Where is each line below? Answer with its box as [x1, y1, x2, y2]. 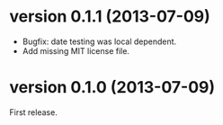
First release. [9, 106, 58, 118]
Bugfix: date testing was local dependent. [22, 36, 177, 47]
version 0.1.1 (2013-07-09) [9, 6, 210, 27]
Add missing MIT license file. [22, 45, 130, 56]
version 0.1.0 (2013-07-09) [9, 77, 216, 98]
